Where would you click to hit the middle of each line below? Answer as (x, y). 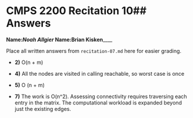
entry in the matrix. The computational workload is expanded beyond (98, 102)
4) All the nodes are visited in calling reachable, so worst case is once (99, 73)
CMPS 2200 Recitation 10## (76, 11)
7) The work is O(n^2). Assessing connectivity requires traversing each (101, 96)
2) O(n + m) (29, 62)
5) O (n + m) (30, 85)
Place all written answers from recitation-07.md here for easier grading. (94, 50)
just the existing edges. (43, 109)
